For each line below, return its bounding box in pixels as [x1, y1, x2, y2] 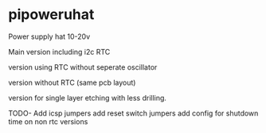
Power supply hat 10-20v [8, 32, 91, 41]
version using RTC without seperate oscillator [8, 62, 158, 72]
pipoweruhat [8, 6, 95, 24]
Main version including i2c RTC [8, 47, 111, 56]
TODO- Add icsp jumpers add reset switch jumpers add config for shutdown [8, 108, 259, 118]
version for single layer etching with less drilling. [8, 93, 167, 102]
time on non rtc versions [8, 116, 88, 126]
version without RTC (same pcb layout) [8, 78, 136, 87]
